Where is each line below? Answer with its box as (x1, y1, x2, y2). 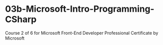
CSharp (5, 14, 37, 25)
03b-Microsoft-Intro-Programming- (5, 3, 155, 15)
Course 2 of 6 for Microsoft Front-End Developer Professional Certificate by (5, 30, 159, 36)
